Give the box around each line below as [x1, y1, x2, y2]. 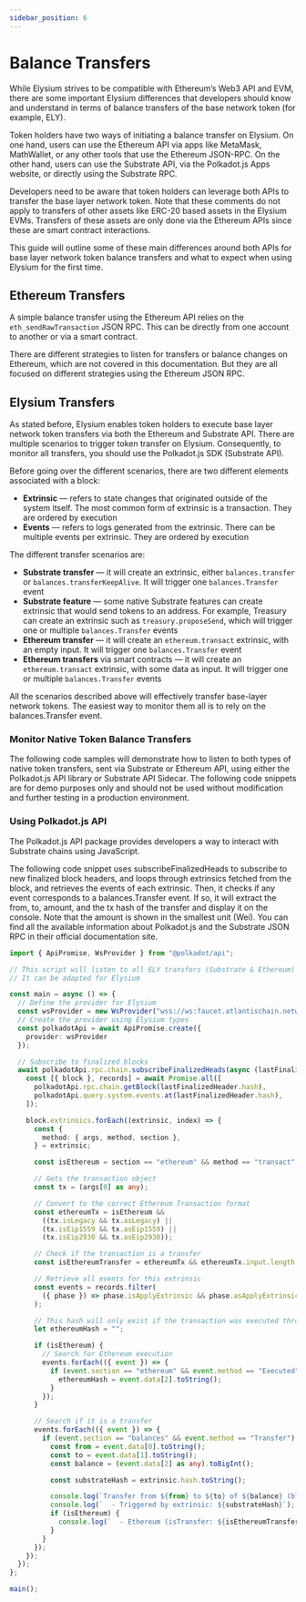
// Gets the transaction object [33, 1174, 157, 1184]
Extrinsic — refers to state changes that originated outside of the [22, 493, 268, 504]
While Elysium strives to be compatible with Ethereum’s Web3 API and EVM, [9, 83, 294, 94]
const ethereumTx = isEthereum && [33, 1208, 166, 1217]
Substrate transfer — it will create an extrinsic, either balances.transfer [22, 566, 296, 578]
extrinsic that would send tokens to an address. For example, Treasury [22, 606, 287, 617]
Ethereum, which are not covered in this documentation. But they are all [9, 359, 278, 370]
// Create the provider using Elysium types [17, 1015, 189, 1025]
